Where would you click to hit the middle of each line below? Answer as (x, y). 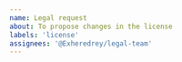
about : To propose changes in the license (91, 26)
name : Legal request (49, 18)
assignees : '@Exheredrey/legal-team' (81, 43)
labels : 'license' (44, 35)
